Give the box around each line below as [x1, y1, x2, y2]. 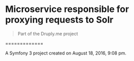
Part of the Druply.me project [17, 30, 78, 36]
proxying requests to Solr [5, 14, 113, 25]
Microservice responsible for [5, 3, 129, 15]
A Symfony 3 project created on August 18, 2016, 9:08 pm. [5, 50, 127, 56]
